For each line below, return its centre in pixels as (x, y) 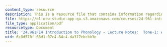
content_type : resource (30, 10)
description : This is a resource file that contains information (74, 14)
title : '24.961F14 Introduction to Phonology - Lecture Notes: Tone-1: (82, 32)
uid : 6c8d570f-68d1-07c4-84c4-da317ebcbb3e (51, 37)
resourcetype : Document (30, 28)
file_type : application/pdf (34, 23)
